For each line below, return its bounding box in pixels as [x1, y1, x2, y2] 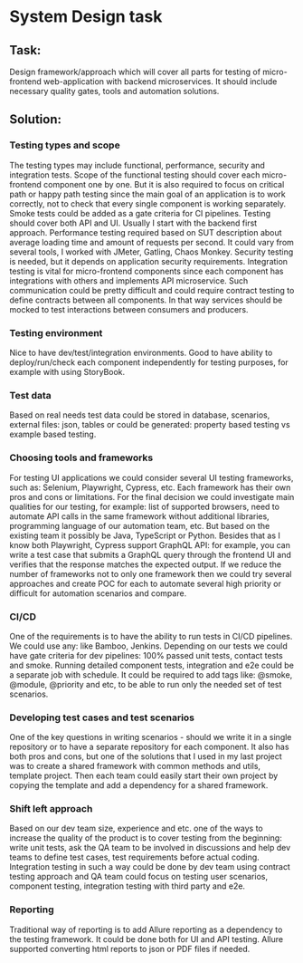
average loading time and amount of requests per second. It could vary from [9, 236, 294, 247]
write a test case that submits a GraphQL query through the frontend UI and [9, 549, 292, 560]
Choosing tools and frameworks [9, 451, 154, 464]
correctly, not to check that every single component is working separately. [9, 197, 287, 209]
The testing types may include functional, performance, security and [9, 159, 265, 170]
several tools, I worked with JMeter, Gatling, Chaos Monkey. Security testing [9, 246, 294, 257]
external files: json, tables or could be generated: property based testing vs [9, 419, 291, 430]
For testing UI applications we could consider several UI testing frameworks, [9, 472, 294, 483]
